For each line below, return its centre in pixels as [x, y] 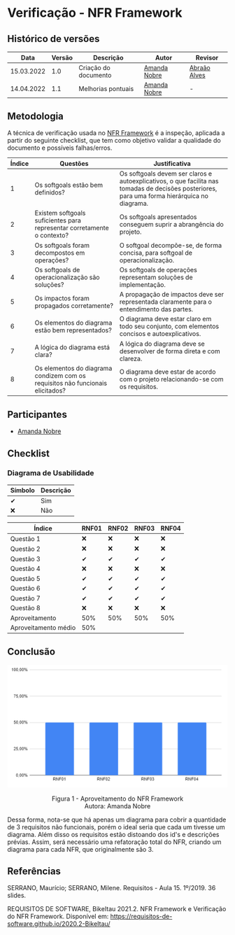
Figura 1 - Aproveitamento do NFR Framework [117, 799]
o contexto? [51, 235]
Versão [62, 57]
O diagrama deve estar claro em [165, 319]
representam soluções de [156, 277]
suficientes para [58, 220]
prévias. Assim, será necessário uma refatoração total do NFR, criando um [114, 842]
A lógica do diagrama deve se [162, 344]
